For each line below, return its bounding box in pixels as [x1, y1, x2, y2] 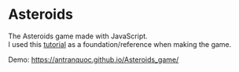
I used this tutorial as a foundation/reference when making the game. [8, 39, 232, 49]
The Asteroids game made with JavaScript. [8, 31, 148, 41]
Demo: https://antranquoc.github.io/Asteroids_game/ [8, 55, 179, 64]
